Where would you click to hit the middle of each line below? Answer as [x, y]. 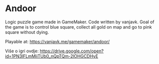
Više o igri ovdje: [22, 51]
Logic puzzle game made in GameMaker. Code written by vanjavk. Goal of [80, 22]
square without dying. [27, 32]
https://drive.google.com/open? [72, 51]
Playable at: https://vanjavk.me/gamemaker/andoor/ [57, 41]
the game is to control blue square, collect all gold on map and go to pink [79, 27]
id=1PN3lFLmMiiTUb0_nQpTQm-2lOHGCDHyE [52, 56]
